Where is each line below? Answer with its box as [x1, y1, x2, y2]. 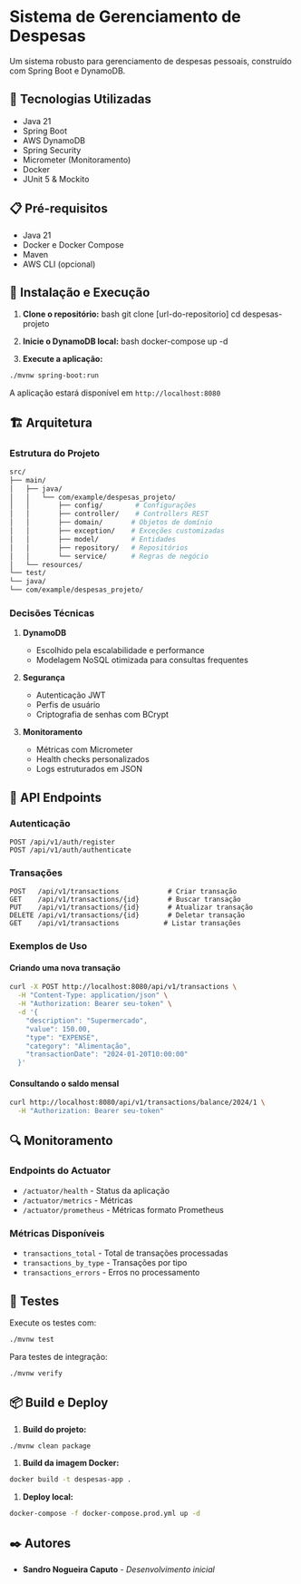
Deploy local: [22, 1491, 74, 1502]
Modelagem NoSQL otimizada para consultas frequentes [35, 655, 249, 666]
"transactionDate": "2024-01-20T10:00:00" [25, 1050, 189, 1059]
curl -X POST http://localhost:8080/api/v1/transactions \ [9, 983, 238, 992]
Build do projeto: [22, 1423, 87, 1434]
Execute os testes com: [9, 1317, 97, 1328]
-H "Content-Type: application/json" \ [17, 991, 169, 1000]
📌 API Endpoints [9, 789, 102, 805]
